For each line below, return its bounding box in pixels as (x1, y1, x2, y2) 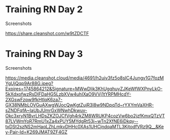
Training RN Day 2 (5, 4, 83, 15)
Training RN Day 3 (5, 48, 83, 60)
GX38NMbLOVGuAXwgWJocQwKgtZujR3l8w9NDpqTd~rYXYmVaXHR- (5, 102, 154, 108)
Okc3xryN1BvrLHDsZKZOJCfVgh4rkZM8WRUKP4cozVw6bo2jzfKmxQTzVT (5, 113, 165, 119)
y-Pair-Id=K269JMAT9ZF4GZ (5, 129, 68, 135)
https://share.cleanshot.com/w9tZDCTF (5, 30, 89, 36)
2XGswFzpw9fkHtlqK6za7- (5, 96, 63, 102)
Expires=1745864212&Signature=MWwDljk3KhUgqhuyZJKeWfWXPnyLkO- (5, 86, 163, 92)
